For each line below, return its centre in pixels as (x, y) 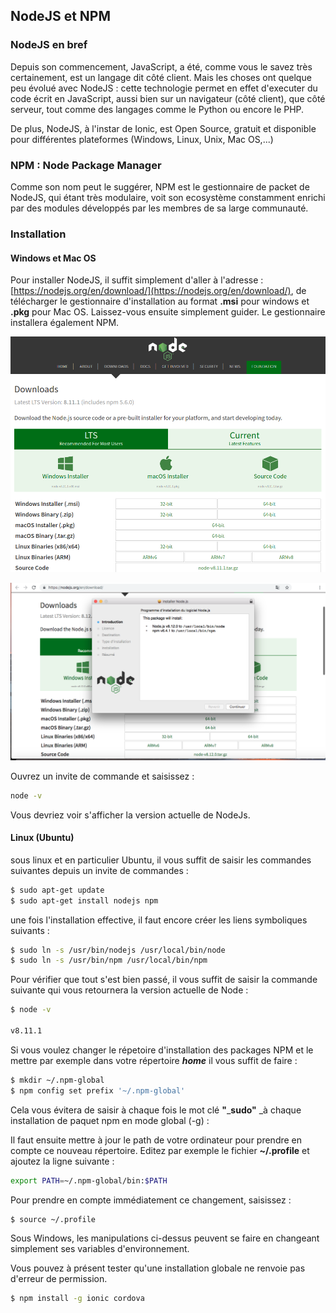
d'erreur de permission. (59, 1279)
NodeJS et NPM (60, 16)
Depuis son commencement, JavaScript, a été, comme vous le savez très (161, 66)
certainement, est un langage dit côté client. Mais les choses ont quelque (161, 77)
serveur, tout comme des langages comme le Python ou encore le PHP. (157, 109)
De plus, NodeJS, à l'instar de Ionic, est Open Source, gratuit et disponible (163, 128)
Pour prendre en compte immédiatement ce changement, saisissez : (151, 1200)
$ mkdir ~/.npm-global (57, 1080)
